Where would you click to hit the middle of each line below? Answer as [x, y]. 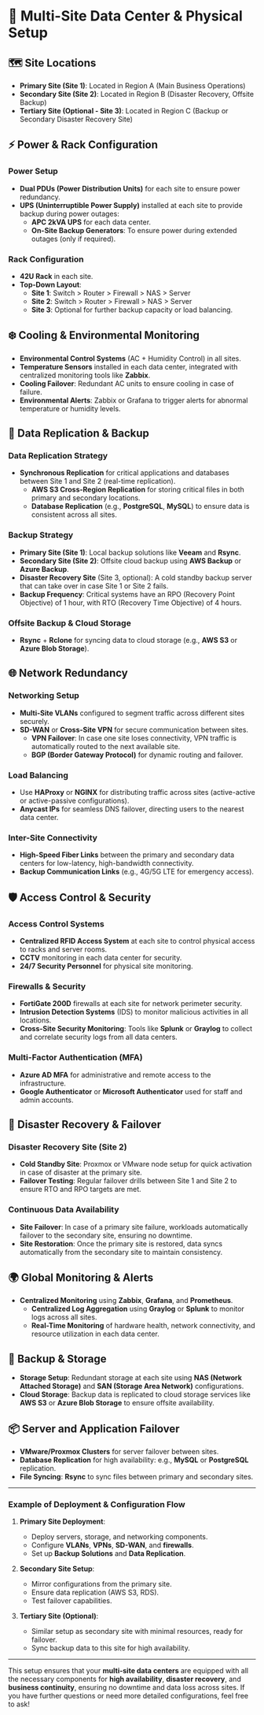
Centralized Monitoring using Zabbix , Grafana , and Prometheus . [126, 1301]
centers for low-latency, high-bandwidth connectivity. [106, 863]
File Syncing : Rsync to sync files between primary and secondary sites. [136, 1477]
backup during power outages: [69, 213]
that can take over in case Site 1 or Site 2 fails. [94, 585]
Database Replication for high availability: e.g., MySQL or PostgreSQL [134, 1460]
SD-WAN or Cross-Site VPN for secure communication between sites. [134, 729]
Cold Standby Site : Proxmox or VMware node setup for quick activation [136, 1164]
